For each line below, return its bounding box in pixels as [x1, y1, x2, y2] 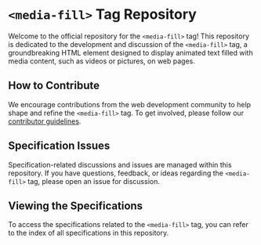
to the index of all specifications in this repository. [8, 229, 169, 238]
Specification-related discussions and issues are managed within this [8, 160, 233, 169]
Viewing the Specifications [8, 199, 143, 212]
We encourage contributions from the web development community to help [8, 99, 252, 109]
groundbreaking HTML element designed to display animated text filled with [8, 48, 253, 57]
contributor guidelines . [8, 116, 82, 126]
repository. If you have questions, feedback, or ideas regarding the [8, 168, 224, 178]
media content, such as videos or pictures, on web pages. [8, 56, 196, 66]
